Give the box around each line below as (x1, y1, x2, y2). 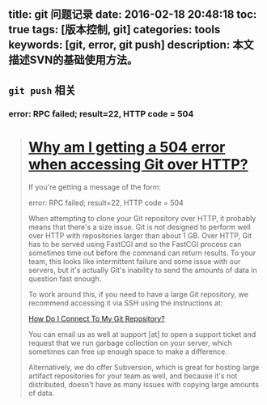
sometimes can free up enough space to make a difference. (28, 347, 228, 356)
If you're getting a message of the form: (28, 181, 162, 192)
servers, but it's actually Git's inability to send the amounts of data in (28, 265, 257, 275)
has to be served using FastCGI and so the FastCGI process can (28, 239, 242, 249)
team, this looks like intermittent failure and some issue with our (28, 256, 241, 266)
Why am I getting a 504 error (28, 138, 226, 156)
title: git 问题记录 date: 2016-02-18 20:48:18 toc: (8, 7, 257, 22)
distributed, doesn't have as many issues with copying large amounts (28, 379, 260, 389)
